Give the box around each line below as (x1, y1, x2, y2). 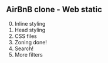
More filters (14, 51, 43, 58)
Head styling (14, 26, 46, 33)
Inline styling (14, 20, 46, 27)
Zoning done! (14, 38, 47, 45)
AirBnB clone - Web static (6, 5, 103, 15)
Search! (14, 45, 34, 52)
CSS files (14, 32, 37, 40)
